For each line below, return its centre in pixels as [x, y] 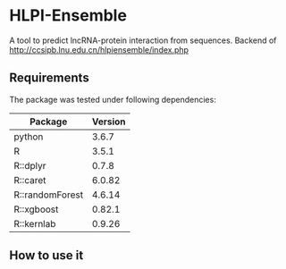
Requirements [49, 78]
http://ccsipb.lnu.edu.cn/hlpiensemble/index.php [99, 49]
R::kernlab [35, 223]
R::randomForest [48, 195]
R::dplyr [30, 165]
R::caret [30, 180]
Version [109, 122]
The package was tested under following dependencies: [113, 99]
